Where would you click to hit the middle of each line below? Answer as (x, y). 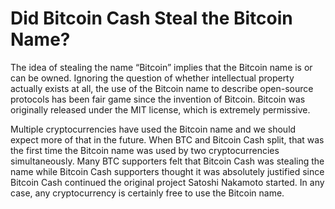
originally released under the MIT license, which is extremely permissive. (160, 109)
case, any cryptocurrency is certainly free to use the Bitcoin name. (147, 193)
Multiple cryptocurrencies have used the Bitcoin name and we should (153, 129)
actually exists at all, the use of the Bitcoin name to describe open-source (162, 88)
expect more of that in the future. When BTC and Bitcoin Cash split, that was (167, 139)
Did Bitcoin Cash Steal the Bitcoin (151, 18)
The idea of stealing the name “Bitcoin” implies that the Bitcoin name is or (161, 67)
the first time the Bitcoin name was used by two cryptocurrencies (145, 150)
